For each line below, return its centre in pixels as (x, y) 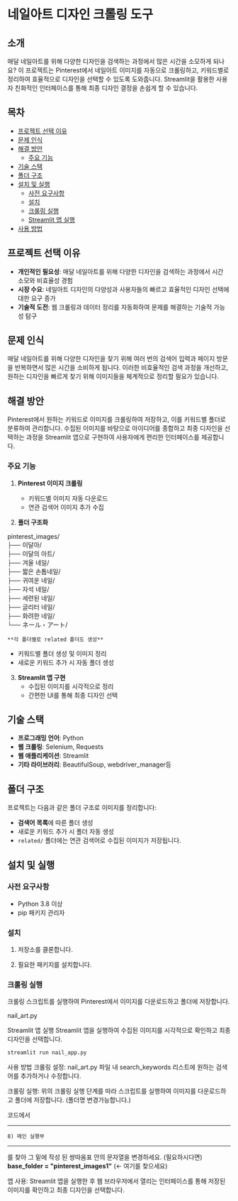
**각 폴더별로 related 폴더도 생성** (56, 640)
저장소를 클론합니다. (45, 950)
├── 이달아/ (25, 544)
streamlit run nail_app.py (47, 1053)
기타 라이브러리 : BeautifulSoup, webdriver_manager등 (95, 764)
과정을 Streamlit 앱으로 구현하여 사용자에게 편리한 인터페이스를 (113, 437)
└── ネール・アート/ (38, 625)
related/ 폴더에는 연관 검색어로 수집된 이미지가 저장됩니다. (100, 840)
